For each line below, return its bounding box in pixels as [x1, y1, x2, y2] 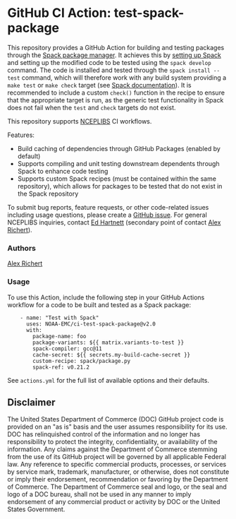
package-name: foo [32, 333, 87, 340]
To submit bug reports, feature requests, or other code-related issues [7, 203, 209, 211]
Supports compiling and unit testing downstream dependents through [17, 159, 220, 167]
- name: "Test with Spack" [20, 314, 99, 321]
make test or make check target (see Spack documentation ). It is [7, 80, 192, 89]
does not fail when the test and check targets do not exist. [7, 103, 176, 112]
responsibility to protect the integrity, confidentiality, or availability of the [7, 438, 218, 446]
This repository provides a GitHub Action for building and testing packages [7, 43, 225, 52]
